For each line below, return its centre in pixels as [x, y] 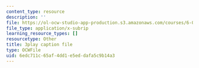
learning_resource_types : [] [42, 34]
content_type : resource [36, 12]
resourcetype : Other [32, 39]
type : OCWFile [24, 50]
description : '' [26, 17]
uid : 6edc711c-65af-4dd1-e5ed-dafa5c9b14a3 [61, 56]
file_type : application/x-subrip [47, 28]
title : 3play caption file [39, 45]
